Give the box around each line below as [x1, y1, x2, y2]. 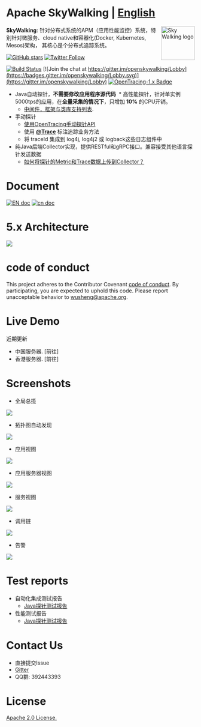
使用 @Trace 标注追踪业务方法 [23, 128, 100, 135]
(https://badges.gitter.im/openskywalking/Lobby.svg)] [6, 71, 139, 79]
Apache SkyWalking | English [6, 6, 156, 20]
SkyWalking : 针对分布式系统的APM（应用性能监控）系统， [6, 26, 151, 34]
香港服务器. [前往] [14, 355, 59, 363]
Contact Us [6, 638, 63, 652]
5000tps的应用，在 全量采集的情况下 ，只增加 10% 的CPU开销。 [14, 98, 172, 105]
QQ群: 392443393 [14, 673, 61, 680]
